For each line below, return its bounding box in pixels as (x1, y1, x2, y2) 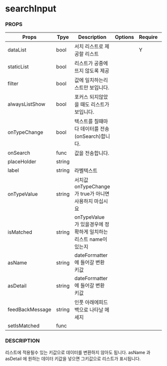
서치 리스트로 (74, 43, 103, 50)
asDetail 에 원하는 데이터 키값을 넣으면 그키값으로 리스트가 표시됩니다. (5, 356, 141, 362)
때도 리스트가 (80, 101, 109, 108)
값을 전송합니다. (74, 150, 109, 157)
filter (7, 80, 19, 87)
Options (115, 33, 134, 40)
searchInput (5, 3, 57, 14)
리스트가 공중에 (74, 60, 108, 67)
